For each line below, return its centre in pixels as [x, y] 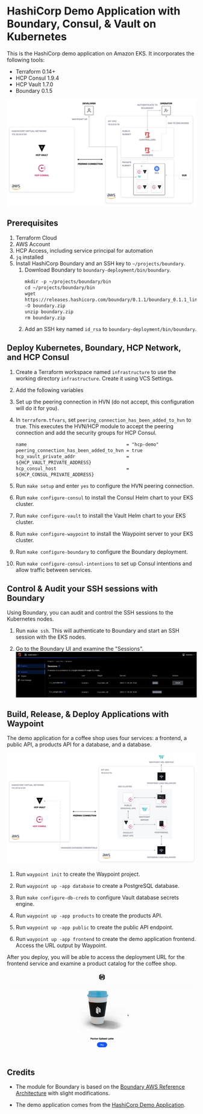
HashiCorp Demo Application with [94, 11]
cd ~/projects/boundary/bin [60, 288]
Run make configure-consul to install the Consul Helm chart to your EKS [104, 497]
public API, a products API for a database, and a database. [79, 745]
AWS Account [33, 244]
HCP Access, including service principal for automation [84, 250]
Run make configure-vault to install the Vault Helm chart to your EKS [101, 515]
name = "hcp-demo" [87, 445]
